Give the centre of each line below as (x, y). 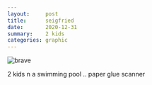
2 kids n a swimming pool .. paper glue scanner (76, 74)
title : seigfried (41, 21)
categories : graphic (38, 40)
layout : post (33, 14)
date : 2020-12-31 (42, 27)
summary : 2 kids (36, 34)
